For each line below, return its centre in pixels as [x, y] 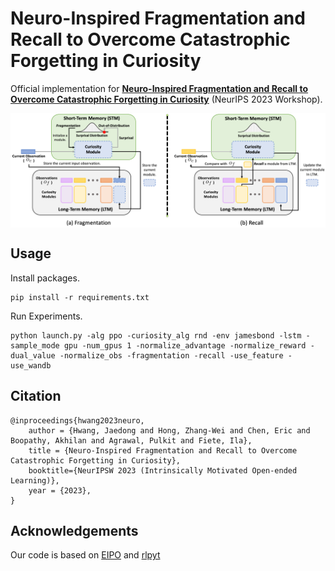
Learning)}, [35, 480]
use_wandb [31, 365]
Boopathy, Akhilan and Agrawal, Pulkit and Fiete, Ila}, [131, 440]
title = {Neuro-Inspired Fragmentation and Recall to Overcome [163, 450]
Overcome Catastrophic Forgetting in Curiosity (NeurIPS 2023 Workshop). [166, 99]
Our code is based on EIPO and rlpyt [85, 555]
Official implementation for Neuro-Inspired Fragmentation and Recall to [159, 88]
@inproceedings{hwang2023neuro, [77, 420]
